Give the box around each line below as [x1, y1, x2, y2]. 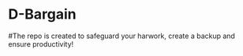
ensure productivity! [8, 39, 74, 48]
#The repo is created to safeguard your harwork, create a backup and [8, 31, 235, 40]
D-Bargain [8, 5, 77, 23]
